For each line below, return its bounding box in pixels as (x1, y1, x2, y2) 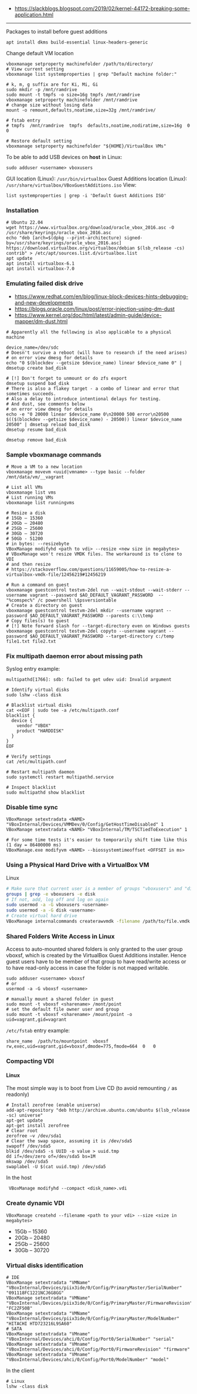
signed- (124, 235, 143, 241)
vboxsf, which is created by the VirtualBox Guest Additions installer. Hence (6, 952, 186, 959)
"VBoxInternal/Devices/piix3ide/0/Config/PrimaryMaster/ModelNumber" (6, 1315, 180, 1321)
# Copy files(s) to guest (6, 617, 69, 624)
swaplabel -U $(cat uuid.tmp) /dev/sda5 (6, 1164, 107, 1170)
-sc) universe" (6, 1112, 43, 1119)
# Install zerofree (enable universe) (6, 1102, 101, 1108)
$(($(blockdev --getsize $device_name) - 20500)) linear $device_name (6, 416, 182, 422)
